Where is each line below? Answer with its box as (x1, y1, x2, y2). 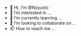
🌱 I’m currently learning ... (9, 15, 62, 20)
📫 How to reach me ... (9, 26, 55, 31)
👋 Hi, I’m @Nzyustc (9, 5, 49, 10)
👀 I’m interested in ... (9, 10, 52, 16)
